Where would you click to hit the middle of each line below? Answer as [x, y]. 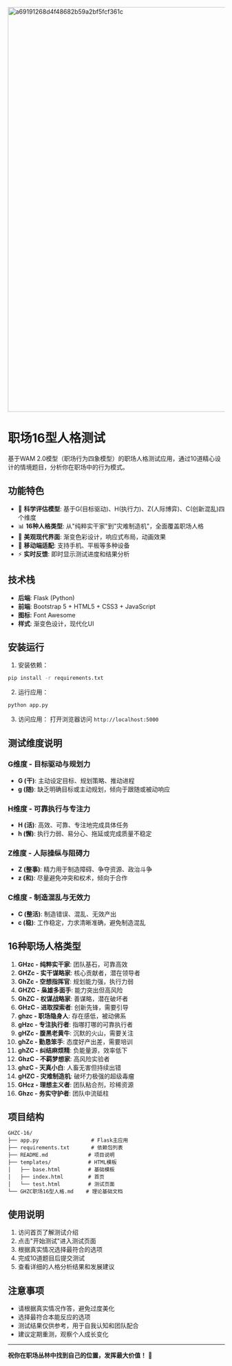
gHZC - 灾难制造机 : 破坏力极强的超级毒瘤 [76, 1076]
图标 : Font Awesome [46, 615]
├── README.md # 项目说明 [62, 1155]
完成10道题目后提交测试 [51, 1258]
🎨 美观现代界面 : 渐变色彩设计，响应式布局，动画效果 [92, 537]
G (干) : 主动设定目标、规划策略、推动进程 [76, 780]
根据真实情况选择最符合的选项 [60, 1250]
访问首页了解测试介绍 [48, 1232]
